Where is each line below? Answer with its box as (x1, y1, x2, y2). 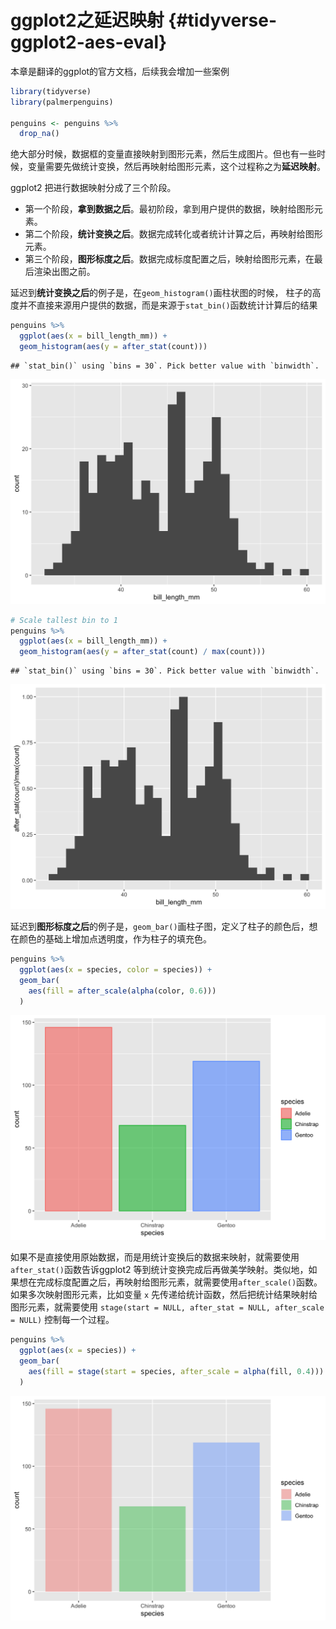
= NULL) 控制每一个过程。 (10, 1314, 115, 1326)
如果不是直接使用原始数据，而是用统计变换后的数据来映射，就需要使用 (10, 1251, 300, 1263)
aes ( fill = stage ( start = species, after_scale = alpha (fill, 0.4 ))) (28, 1366, 325, 1376)
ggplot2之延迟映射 (10, 9, 165, 32)
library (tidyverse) (10, 86, 92, 96)
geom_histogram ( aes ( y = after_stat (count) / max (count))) (19, 647, 267, 657)
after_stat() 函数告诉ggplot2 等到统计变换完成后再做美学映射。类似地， (10, 1264, 309, 1276)
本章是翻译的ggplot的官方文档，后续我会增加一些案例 (10, 65, 230, 77)
